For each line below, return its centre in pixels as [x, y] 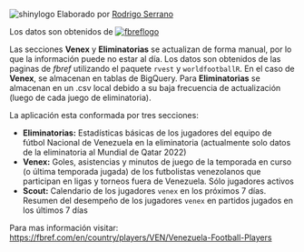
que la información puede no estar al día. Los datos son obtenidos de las [145, 59]
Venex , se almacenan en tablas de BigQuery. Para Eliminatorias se [135, 78]
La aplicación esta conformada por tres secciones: [104, 115]
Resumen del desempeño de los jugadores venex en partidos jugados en [157, 201]
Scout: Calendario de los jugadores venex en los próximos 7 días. [144, 191]
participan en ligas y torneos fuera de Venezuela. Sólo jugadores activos [158, 181]
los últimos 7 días [55, 210]
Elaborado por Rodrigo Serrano [115, 14]
